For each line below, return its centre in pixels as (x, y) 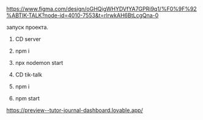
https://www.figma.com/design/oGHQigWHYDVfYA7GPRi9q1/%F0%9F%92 (102, 9)
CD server (28, 39)
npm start (27, 98)
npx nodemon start (39, 63)
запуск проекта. (28, 27)
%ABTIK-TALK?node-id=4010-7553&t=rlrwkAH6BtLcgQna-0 (83, 15)
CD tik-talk (29, 75)
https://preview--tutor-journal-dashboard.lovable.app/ (75, 110)
